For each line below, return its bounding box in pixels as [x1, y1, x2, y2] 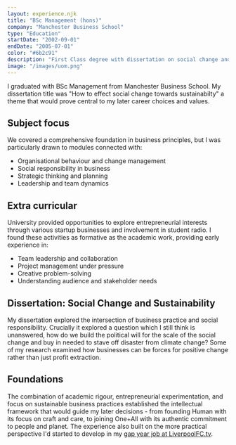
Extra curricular [7, 200, 77, 212]
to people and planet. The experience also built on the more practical [7, 422, 207, 430]
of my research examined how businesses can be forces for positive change [7, 346, 228, 354]
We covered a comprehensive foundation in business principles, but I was [7, 136, 221, 144]
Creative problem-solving [17, 269, 92, 278]
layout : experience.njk [7, 10, 77, 18]
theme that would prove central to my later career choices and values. [7, 96, 210, 105]
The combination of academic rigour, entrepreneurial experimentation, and [7, 392, 223, 401]
